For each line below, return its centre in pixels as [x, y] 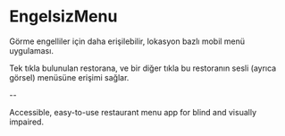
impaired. [27, 122]
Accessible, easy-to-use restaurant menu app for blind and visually [133, 112]
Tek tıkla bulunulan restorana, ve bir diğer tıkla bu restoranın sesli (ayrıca [143, 68]
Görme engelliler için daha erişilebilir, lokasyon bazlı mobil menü [127, 41]
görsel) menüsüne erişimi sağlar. [69, 77]
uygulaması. [31, 50]
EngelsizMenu [63, 17]
